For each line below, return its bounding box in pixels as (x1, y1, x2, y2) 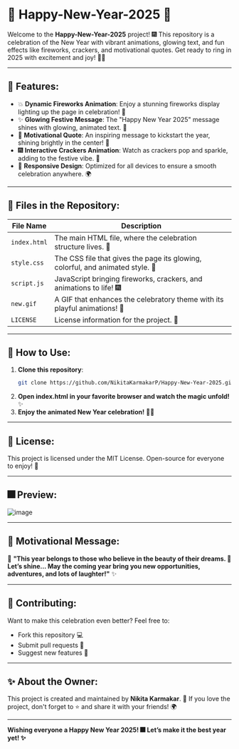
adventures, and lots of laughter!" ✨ (7, 569, 117, 578)
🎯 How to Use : (7, 346, 71, 359)
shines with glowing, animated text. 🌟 (17, 123, 127, 131)
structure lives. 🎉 (54, 242, 111, 252)
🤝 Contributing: (7, 597, 77, 609)
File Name (11, 220, 47, 230)
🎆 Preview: (7, 489, 57, 501)
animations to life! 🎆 (54, 282, 122, 292)
